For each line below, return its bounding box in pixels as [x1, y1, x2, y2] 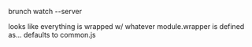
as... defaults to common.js [8, 31, 96, 39]
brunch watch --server [8, 7, 83, 16]
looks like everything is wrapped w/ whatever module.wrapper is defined [8, 22, 245, 31]
